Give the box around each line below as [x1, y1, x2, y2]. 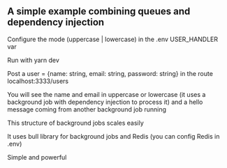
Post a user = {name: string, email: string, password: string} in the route [7, 69, 213, 77]
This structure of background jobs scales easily [7, 119, 145, 127]
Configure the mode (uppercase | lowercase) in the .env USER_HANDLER [7, 35, 219, 43]
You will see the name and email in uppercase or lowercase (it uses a [7, 90, 206, 98]
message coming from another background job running [7, 105, 166, 114]
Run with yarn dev [7, 56, 59, 64]
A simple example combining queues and [7, 6, 191, 17]
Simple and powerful [7, 153, 67, 161]
